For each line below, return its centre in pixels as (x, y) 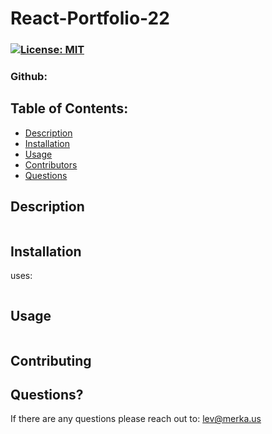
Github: (29, 77)
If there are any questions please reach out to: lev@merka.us (136, 419)
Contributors (51, 164)
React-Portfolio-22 (90, 18)
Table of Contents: (69, 108)
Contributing (51, 360)
